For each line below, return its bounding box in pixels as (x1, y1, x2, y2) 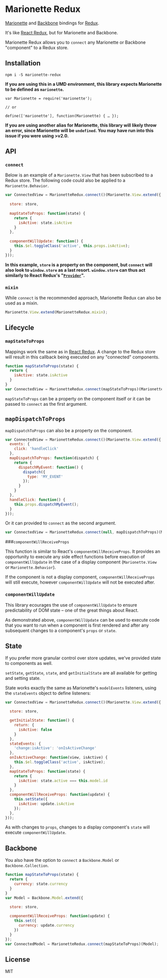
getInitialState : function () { (9, 718, 75, 723)
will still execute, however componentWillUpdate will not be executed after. (5, 579, 156, 585)
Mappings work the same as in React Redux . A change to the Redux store (5, 348, 156, 354)
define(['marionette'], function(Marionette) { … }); (5, 113, 119, 118)
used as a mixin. (5, 300, 39, 306)
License (5, 955, 30, 964)
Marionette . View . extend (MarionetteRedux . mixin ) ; (5, 310, 108, 315)
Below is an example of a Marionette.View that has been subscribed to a (5, 172, 153, 178)
